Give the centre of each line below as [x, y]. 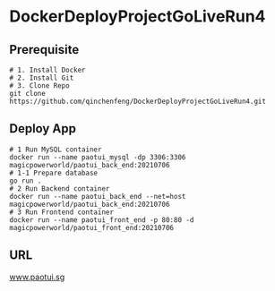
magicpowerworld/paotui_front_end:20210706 [92, 227]
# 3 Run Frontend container [62, 212]
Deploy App [43, 128]
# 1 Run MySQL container [56, 150]
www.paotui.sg [37, 277]
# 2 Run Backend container [60, 188]
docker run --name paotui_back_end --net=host [98, 196]
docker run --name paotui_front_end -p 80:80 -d [102, 220]
